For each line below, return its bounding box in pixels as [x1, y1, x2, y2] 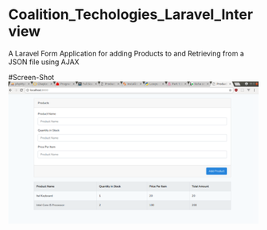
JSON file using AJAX [8, 57, 79, 67]
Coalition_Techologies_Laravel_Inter [8, 6, 253, 24]
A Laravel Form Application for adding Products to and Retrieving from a [8, 48, 245, 58]
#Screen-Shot [8, 72, 55, 82]
